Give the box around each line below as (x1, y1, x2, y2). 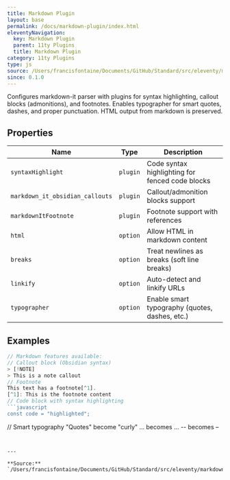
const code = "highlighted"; (7, 410, 90, 417)
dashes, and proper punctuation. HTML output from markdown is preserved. (7, 107, 223, 115)
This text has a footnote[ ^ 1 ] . (7, 385, 97, 392)
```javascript (7, 404, 48, 411)
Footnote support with (146, 207, 218, 217)
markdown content (146, 235, 207, 245)
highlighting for (146, 167, 196, 177)
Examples (7, 335, 50, 346)
